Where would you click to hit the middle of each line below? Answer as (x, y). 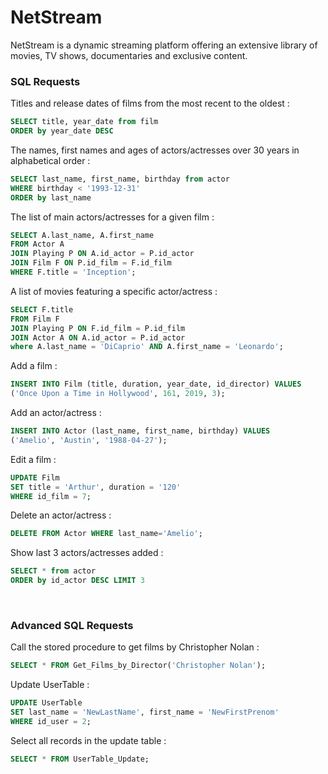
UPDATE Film (35, 477)
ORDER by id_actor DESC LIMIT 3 (77, 581)
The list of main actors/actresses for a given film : (112, 217)
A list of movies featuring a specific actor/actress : (114, 291)
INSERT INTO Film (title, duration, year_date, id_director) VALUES (156, 384)
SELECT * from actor (53, 571)
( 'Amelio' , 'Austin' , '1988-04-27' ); (89, 440)
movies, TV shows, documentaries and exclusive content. (129, 55)
